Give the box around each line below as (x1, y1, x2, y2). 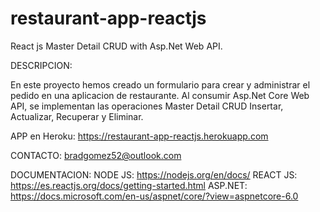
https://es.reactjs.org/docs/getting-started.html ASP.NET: (10, 179, 248, 191)
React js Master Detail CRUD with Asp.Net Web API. (10, 40, 223, 52)
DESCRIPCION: (10, 59, 73, 71)
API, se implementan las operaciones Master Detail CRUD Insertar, (10, 100, 284, 112)
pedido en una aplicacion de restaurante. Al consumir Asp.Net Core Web (10, 89, 310, 101)
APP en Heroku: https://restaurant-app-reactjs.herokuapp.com (10, 130, 269, 142)
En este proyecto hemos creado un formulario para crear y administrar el (10, 78, 311, 91)
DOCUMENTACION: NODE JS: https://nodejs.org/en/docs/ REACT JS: (10, 168, 298, 181)
